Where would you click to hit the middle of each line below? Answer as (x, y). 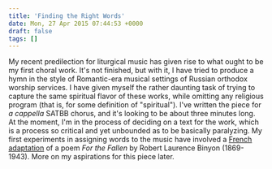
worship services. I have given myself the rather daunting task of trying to (132, 88)
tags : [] (23, 39)
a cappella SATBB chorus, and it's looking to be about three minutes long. (132, 114)
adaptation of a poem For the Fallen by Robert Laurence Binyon (114, 148)
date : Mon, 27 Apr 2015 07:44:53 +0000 (76, 24)
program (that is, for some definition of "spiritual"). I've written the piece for (135, 105)
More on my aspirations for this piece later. (103, 157)
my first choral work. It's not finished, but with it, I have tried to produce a (131, 71)
